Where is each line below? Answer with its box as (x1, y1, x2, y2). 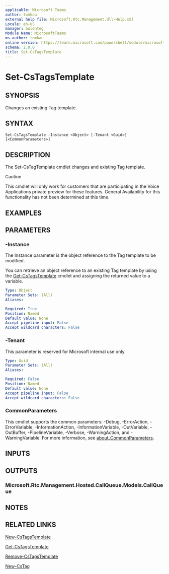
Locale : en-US (5, 21, 35, 27)
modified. (5, 258, 25, 264)
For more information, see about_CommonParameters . (42, 435, 154, 441)
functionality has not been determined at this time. (5, 194, 110, 200)
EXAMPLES (5, 208, 42, 217)
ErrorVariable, (5, 424, 34, 430)
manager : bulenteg (5, 26, 44, 31)
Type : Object (5, 288, 33, 293)
